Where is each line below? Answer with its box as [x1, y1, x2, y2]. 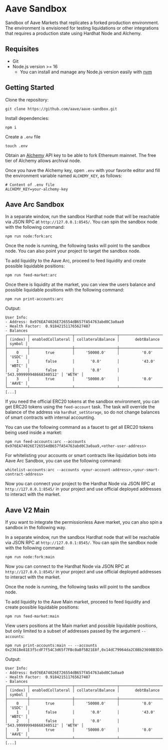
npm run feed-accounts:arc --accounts [5, 439, 86, 444]
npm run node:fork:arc [5, 234, 52, 239]
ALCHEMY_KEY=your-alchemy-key [5, 187, 68, 192]
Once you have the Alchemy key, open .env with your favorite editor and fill [5, 167, 160, 173]
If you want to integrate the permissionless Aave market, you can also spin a [5, 519, 162, 525]
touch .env [5, 143, 28, 148]
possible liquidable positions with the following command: [5, 287, 124, 293]
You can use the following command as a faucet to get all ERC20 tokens [5, 424, 153, 430]
